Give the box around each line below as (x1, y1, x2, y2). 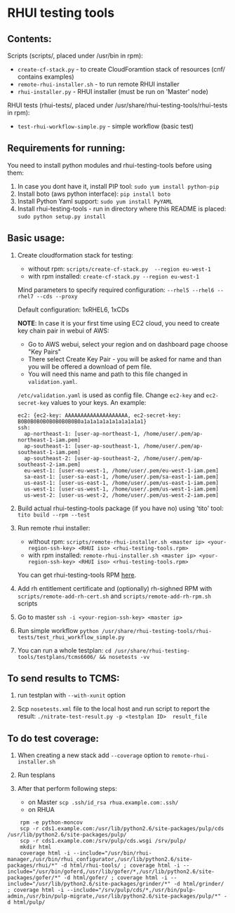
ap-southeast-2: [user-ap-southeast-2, (24, 455, 140, 462)
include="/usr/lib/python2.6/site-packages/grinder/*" (7, 881, 171, 888)
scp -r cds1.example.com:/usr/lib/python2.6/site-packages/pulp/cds (20, 825, 224, 832)
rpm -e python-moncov (20, 819, 83, 826)
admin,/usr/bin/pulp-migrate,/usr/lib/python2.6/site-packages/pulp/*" (7, 893, 221, 900)
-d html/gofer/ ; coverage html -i (63, 874, 168, 881)
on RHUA (27, 806, 55, 814)
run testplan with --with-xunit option (17, 691, 126, 700)
